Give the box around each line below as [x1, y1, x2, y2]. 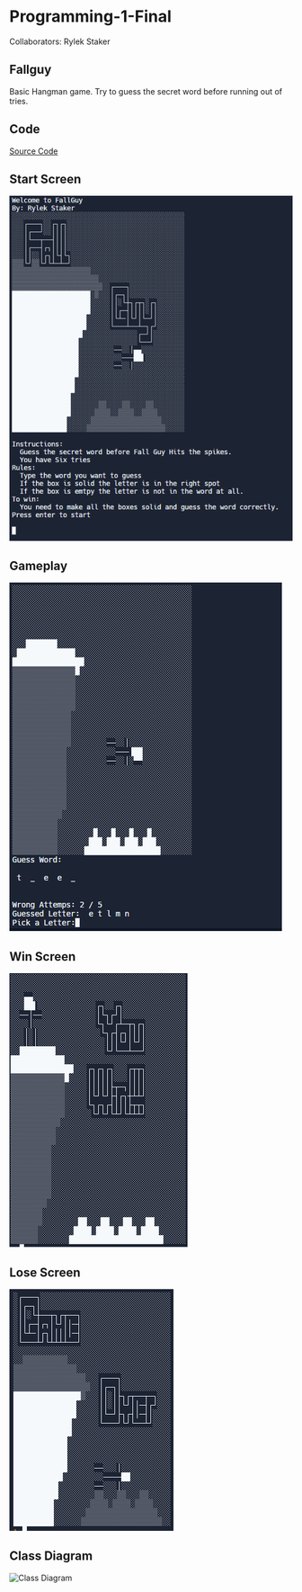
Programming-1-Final [9, 6, 173, 27]
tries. [9, 95, 29, 106]
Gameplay [9, 558, 68, 573]
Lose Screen [9, 1265, 81, 1280]
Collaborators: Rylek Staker [9, 36, 111, 47]
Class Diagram [9, 1549, 93, 1564]
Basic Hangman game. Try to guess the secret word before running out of [9, 85, 283, 96]
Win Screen [9, 949, 76, 964]
